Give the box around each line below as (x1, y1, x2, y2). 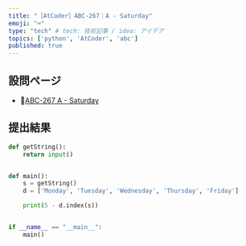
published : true (8, 42, 63, 50)
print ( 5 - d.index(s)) (23, 202, 99, 210)
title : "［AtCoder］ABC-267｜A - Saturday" (8, 11, 153, 20)
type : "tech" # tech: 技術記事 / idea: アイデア (8, 27, 165, 35)
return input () (23, 150, 74, 158)
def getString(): (8, 143, 67, 151)
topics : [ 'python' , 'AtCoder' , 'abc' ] (8, 34, 138, 43)
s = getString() (23, 179, 78, 188)
